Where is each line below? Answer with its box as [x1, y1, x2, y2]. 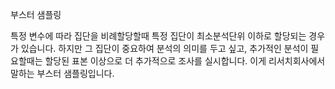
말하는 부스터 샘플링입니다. [10, 68, 115, 79]
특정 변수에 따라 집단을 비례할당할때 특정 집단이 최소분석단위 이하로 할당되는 [10, 30, 307, 42]
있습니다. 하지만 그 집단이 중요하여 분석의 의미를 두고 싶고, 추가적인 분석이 [20, 43, 309, 54]
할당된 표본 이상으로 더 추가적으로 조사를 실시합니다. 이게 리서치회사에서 [44, 55, 326, 67]
